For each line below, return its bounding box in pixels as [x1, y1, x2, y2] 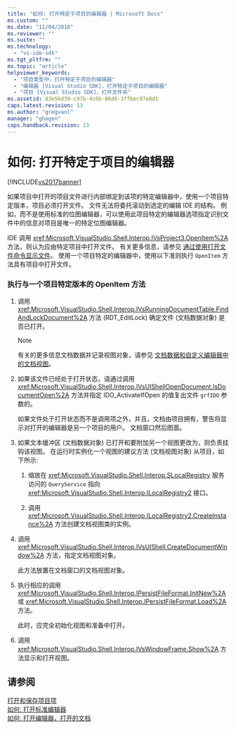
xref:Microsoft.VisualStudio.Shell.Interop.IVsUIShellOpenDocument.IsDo [17, 382, 226, 391]
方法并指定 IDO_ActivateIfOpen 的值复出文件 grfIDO [70, 390, 220, 399]
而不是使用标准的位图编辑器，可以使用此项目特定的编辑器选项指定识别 [19, 210, 223, 218]
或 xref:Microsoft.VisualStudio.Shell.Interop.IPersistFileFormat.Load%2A [17, 597, 227, 606]
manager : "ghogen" [7, 115, 61, 122]
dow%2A [17, 551, 44, 559]
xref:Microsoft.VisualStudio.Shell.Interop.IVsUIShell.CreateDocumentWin [17, 542, 228, 551]
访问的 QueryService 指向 [27, 480, 100, 488]
